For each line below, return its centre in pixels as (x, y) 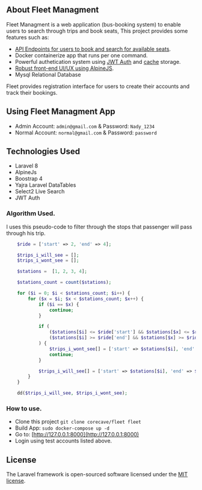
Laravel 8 (26, 166)
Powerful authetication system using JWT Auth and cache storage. (98, 61)
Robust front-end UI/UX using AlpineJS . (64, 68)
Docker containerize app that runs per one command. (81, 55)
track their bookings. (32, 92)
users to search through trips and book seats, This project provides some (97, 31)
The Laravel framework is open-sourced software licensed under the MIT (97, 474)
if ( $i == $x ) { (59, 304)
